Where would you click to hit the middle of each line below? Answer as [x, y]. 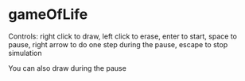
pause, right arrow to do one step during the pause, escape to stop [118, 44]
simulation [25, 53]
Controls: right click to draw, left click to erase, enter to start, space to [122, 36]
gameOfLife [48, 15]
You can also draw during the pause [68, 68]
